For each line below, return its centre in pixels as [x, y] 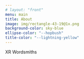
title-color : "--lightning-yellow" [42, 38]
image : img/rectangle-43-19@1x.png [42, 24]
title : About [19, 19]
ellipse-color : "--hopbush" [34, 33]
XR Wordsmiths [21, 52]
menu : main [16, 14]
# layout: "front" [24, 10]
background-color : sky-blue [34, 28]
